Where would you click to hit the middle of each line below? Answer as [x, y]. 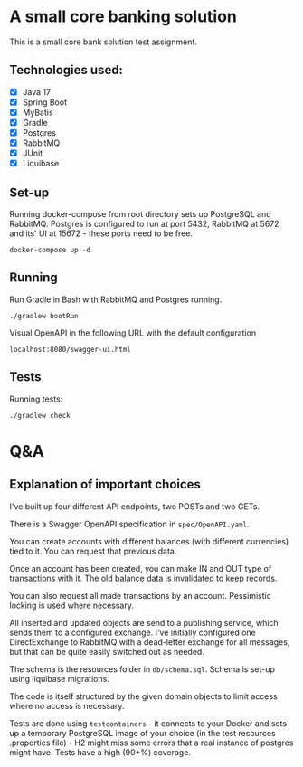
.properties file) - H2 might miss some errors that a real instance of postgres [151, 743]
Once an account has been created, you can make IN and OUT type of [141, 568]
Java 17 [37, 91]
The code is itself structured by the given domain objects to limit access [143, 696]
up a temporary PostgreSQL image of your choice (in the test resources [142, 733]
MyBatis [38, 112]
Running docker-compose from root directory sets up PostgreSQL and [140, 214]
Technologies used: [66, 70]
